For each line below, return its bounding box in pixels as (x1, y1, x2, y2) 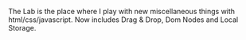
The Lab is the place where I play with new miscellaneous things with (8, 7, 236, 16)
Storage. (8, 24, 37, 32)
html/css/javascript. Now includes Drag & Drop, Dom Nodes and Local (8, 15, 239, 24)
